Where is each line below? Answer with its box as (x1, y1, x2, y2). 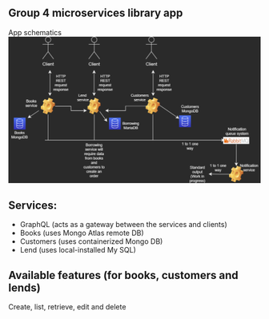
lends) (8, 281, 42, 294)
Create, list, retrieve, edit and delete (8, 302, 126, 312)
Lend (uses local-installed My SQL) (19, 245, 136, 255)
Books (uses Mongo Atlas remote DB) (19, 228, 144, 238)
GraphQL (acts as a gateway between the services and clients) (19, 220, 228, 229)
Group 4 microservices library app (8, 6, 183, 20)
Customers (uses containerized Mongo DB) (19, 237, 163, 246)
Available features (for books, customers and (8, 268, 239, 282)
